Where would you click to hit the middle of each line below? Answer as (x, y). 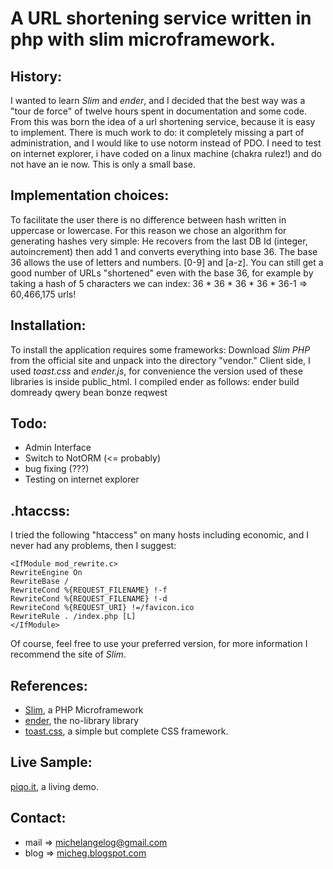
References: (49, 685)
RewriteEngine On (46, 573)
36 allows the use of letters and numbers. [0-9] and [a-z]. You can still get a (167, 262)
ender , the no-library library (82, 721)
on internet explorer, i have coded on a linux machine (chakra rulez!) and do (166, 153)
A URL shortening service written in (161, 18)
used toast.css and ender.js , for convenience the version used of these (156, 371)
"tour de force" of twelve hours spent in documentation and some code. (158, 111)
